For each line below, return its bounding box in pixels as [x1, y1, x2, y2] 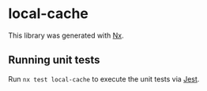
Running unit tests [8, 53, 100, 67]
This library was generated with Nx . [8, 31, 124, 40]
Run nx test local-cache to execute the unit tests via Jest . [8, 74, 200, 83]
